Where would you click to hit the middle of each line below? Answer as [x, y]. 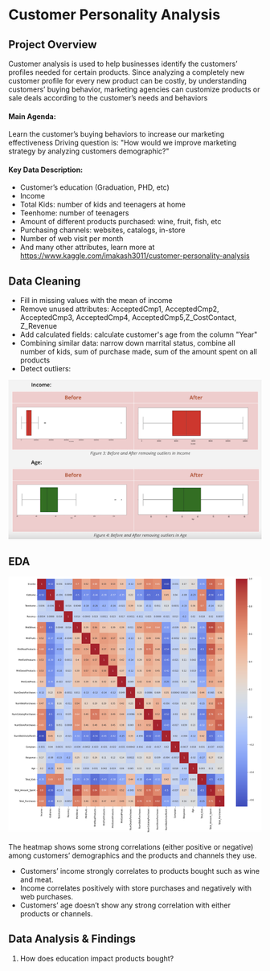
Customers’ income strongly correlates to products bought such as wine [139, 871]
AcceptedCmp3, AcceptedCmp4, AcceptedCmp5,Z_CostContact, [128, 318]
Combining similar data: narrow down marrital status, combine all [127, 343]
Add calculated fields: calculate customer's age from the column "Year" [139, 334]
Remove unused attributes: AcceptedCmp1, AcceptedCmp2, [119, 309]
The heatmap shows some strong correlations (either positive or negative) [131, 846]
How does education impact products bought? [97, 958]
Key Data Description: [46, 170]
